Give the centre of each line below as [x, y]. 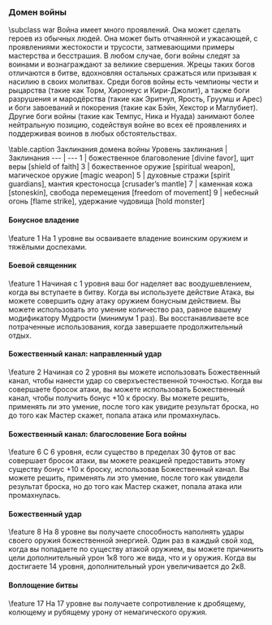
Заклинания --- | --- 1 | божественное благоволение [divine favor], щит [131, 158]
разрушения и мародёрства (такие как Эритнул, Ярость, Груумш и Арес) [136, 99]
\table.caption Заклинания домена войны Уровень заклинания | [118, 150]
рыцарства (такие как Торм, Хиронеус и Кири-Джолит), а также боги [129, 90]
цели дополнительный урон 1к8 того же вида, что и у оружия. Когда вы [132, 558]
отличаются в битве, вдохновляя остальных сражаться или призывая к [133, 73]
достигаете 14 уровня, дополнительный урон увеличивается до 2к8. [127, 566]
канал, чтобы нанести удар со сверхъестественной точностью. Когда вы [135, 380]
